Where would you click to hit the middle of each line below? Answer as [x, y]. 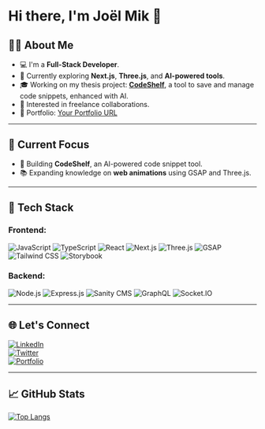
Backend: [27, 276]
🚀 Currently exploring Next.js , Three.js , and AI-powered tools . [122, 76]
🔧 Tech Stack [41, 208]
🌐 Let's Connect [49, 325]
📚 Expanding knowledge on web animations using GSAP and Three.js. [135, 172]
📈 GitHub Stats [47, 394]
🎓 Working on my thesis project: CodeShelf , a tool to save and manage [137, 85]
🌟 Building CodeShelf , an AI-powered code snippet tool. [111, 164]
